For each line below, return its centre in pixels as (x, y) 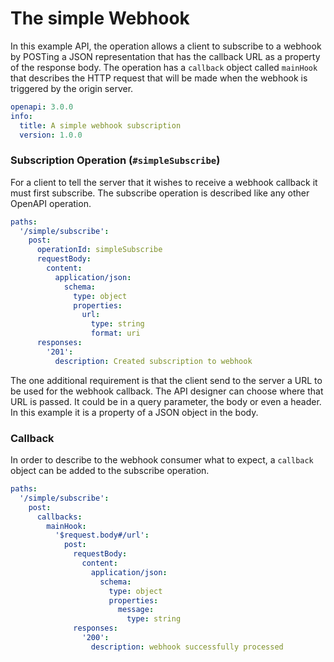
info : (21, 116)
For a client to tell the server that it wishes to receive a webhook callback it (164, 182)
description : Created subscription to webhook (153, 361)
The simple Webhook (100, 18)
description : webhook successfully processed (187, 647)
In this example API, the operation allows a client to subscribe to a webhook (166, 46)
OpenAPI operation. (51, 203)
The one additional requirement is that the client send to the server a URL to (166, 380)
